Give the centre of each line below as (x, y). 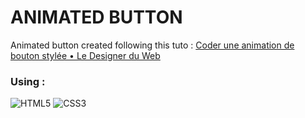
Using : (28, 81)
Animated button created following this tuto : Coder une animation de (152, 45)
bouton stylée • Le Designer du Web (85, 55)
